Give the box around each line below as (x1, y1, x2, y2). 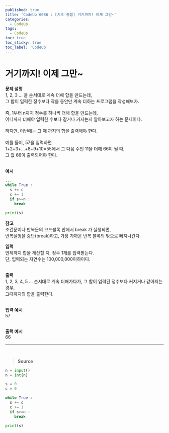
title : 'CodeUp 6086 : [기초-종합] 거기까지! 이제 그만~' (5, 12, 117, 17)
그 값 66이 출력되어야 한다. (5, 152, 58, 158)
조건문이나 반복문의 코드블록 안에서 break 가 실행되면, (5, 226, 111, 232)
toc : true (5, 36, 26, 41)
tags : (5, 26, 17, 31)
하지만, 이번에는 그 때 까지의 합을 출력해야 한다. (5, 128, 98, 134)
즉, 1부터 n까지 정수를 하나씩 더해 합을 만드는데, (5, 110, 98, 116)
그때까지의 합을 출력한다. (5, 291, 54, 297)
